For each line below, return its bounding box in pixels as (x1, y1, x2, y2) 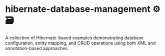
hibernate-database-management (5, 3, 151, 15)
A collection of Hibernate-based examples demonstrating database (5, 35, 144, 41)
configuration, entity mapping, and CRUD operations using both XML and (5, 40, 156, 46)
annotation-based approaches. (5, 45, 69, 51)
